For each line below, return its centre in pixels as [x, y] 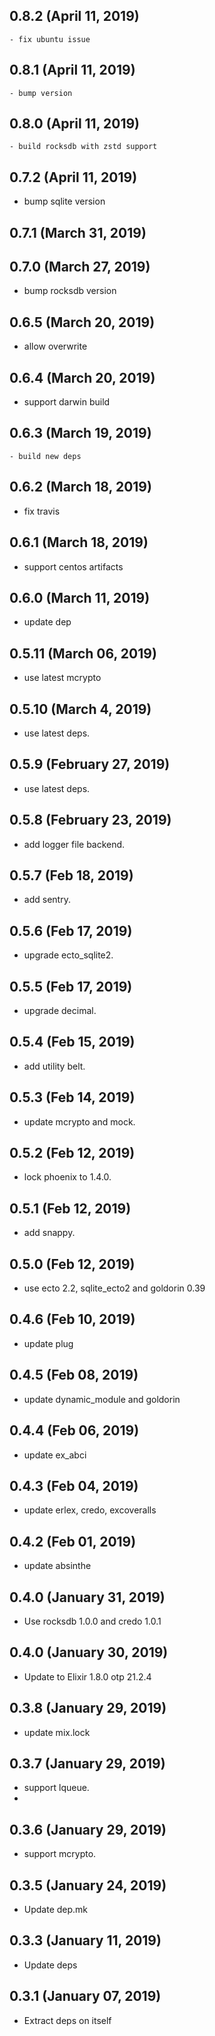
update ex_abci [55, 1455]
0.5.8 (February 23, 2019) [90, 820]
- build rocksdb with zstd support [83, 147]
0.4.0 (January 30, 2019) [89, 1652]
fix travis [42, 511]
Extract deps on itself [67, 2020]
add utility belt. [54, 1066]
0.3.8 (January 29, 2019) [88, 1708]
